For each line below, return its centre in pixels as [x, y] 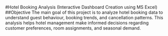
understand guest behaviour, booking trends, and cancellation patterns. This [84, 18]
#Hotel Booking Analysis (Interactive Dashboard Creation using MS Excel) [81, 7]
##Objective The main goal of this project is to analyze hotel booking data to [84, 12]
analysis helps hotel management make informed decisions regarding [77, 23]
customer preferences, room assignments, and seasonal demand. [73, 28]
